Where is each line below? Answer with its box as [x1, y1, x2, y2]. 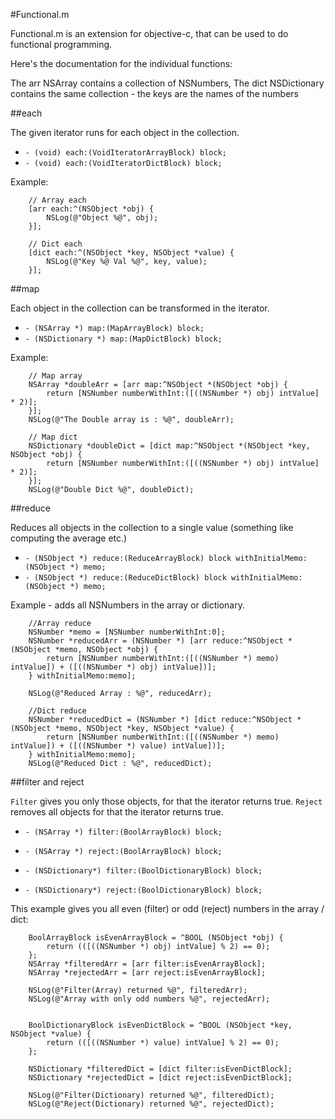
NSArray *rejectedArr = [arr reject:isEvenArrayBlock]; [28, 968, 267, 978]
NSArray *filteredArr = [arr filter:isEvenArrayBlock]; [28, 959, 267, 969]
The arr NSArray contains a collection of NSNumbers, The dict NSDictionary [10, 77, 325, 89]
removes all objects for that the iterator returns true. [10, 806, 224, 818]
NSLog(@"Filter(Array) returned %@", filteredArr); [28, 985, 248, 995]
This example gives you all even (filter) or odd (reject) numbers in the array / [10, 903, 325, 914]
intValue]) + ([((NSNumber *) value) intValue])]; [10, 741, 226, 751]
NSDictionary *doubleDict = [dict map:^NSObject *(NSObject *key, [28, 441, 311, 451]
